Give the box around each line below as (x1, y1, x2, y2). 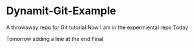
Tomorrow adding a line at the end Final (6, 35, 104, 42)
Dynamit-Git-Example (6, 4, 117, 18)
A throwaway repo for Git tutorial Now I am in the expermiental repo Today (6, 24, 189, 31)
